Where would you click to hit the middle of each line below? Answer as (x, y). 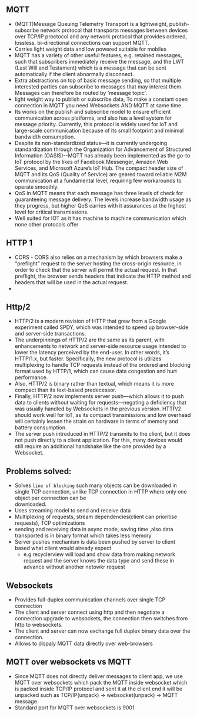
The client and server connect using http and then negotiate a (89, 612)
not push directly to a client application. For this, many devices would (98, 440)
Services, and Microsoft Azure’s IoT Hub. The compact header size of (99, 168)
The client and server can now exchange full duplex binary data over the (102, 631)
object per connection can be (50, 498)
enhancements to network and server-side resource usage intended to (100, 346)
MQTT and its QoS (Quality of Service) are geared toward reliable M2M (101, 174)
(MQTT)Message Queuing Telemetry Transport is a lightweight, (91, 24)
